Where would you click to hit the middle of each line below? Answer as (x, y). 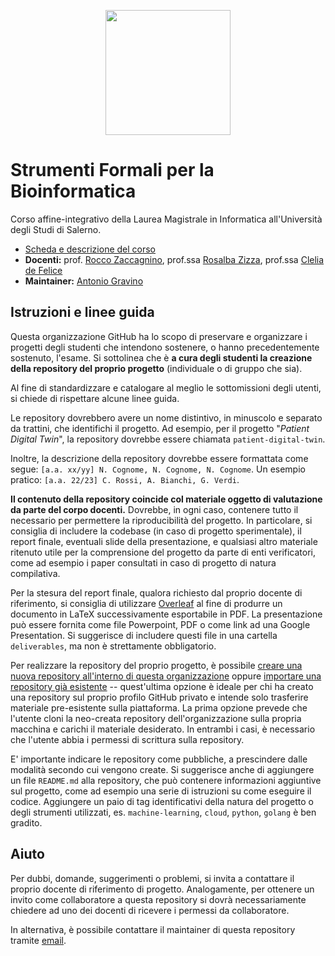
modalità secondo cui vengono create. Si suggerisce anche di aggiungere (162, 769)
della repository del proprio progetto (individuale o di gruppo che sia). (156, 368)
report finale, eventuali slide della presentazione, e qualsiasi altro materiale (164, 541)
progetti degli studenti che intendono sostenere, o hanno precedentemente (165, 347)
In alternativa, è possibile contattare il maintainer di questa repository (153, 929)
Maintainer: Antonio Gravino (84, 281)
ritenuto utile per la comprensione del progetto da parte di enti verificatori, (163, 552)
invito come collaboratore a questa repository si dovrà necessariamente (158, 899)
